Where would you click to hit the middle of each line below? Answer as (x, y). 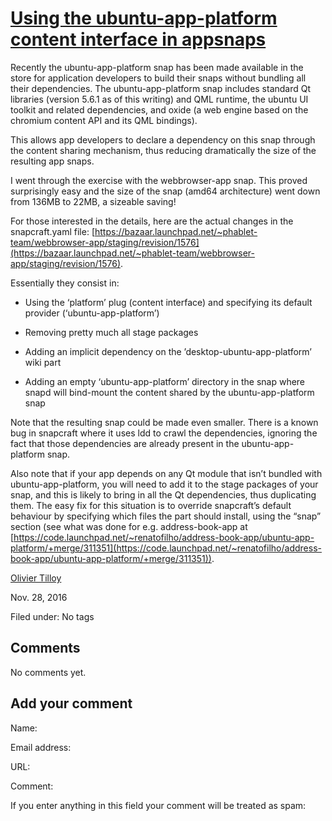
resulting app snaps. (52, 161)
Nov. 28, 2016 (39, 597)
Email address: (41, 747)
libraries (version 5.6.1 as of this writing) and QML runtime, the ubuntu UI (159, 99)
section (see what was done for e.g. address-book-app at (129, 526)
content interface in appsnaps (138, 39)
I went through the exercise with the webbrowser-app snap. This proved (159, 180)
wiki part (43, 362)
